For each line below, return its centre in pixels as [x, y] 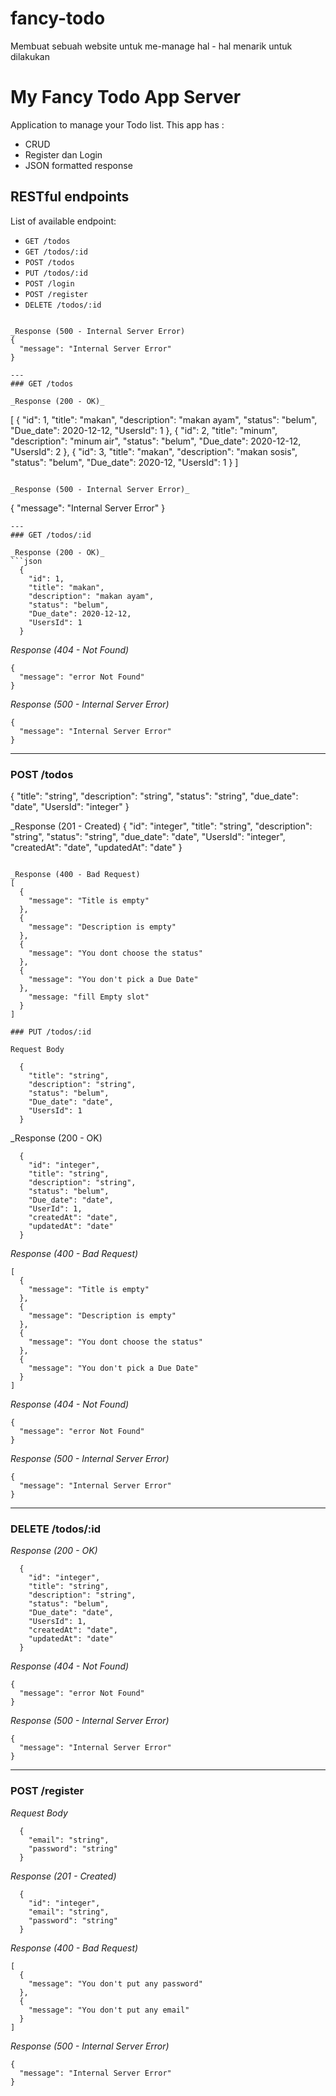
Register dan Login [63, 154]
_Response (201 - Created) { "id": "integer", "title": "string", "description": [161, 826]
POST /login [49, 283]
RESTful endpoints [70, 197]
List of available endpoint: [63, 221]
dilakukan [30, 56]
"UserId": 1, [55, 1208]
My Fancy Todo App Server [126, 97]
